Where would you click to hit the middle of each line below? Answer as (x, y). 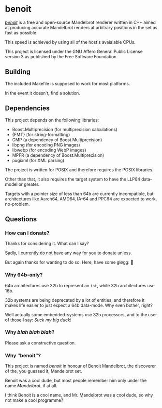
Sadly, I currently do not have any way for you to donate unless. (68, 253)
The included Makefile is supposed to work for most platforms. (67, 83)
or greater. (29, 184)
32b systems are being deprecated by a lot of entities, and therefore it (75, 300)
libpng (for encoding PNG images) (46, 145)
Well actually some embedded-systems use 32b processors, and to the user (81, 314)
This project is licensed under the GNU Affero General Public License (74, 51)
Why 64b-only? (24, 275)
